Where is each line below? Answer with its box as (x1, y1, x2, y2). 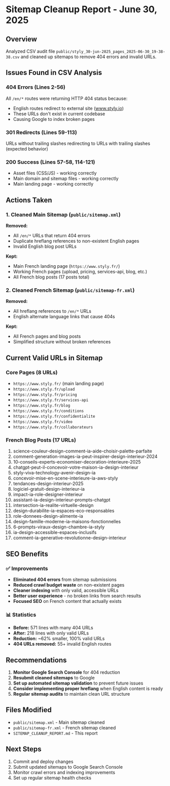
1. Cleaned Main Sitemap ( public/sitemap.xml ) (6, 211, 121, 218)
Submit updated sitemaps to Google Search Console (13, 764, 123, 770)
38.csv (6, 55, 20, 60)
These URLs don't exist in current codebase (13, 111, 106, 117)
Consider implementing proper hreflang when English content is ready (13, 686, 163, 692)
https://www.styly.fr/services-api (13, 397, 89, 402)
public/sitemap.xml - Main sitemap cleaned (13, 719, 105, 725)
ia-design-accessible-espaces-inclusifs (13, 529, 97, 536)
